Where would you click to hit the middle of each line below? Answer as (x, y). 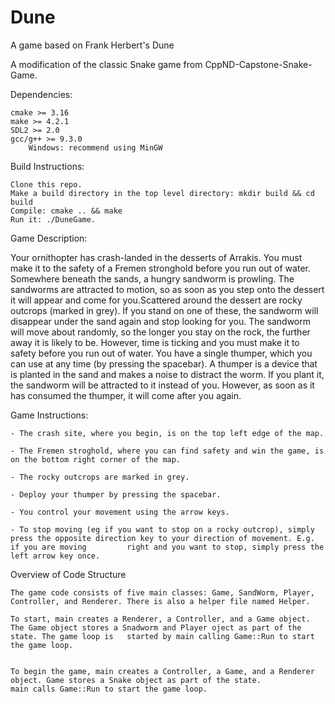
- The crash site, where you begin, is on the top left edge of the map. (167, 433)
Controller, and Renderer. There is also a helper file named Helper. (160, 601)
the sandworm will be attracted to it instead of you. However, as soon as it (162, 385)
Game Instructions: (49, 415)
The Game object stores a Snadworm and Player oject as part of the (156, 627)
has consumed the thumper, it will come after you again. (126, 395)
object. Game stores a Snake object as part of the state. (136, 680)
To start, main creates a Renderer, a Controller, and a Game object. (160, 619)
